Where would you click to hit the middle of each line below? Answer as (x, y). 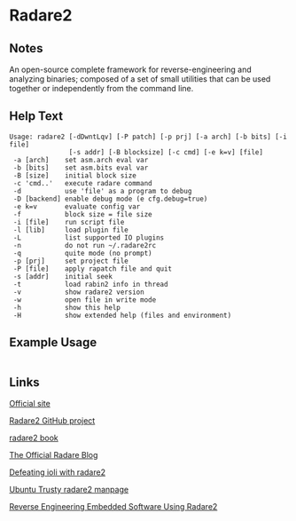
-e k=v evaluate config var (77, 206)
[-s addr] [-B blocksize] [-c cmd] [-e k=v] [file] (166, 152)
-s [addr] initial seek (63, 276)
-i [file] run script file (69, 222)
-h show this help (67, 307)
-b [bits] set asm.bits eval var (81, 168)
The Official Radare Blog (54, 455)
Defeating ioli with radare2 (58, 472)
